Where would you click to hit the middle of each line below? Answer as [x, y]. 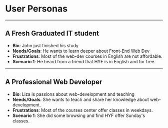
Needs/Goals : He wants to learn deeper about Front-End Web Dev [81, 51]
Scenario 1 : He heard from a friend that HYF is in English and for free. [84, 61]
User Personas [36, 9]
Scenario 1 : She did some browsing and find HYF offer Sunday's [79, 115]
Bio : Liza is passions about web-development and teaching [73, 94]
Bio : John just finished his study [45, 45]
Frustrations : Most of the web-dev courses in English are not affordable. [87, 56]
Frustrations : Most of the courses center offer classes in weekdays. [82, 110]
